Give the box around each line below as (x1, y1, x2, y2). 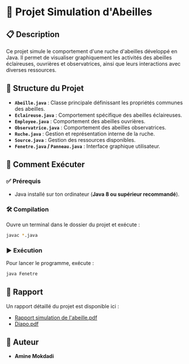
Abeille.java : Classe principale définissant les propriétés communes (14, 99, 183, 106)
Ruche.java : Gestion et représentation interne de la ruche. (14, 130, 155, 137)
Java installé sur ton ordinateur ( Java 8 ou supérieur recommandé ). (14, 190, 180, 198)
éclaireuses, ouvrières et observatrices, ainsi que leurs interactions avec (6, 60, 181, 67)
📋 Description (6, 29, 60, 39)
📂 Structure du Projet (6, 83, 84, 93)
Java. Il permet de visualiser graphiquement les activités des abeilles (6, 54, 173, 61)
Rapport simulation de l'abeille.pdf (14, 314, 98, 321)
